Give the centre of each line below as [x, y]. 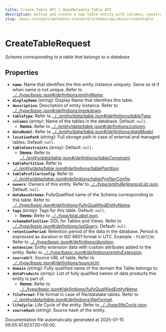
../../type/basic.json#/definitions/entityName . [58, 95]
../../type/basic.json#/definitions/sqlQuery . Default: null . [70, 226]
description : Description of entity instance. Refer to [65, 105]
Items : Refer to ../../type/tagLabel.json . [59, 216]
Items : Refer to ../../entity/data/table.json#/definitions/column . [83, 126]
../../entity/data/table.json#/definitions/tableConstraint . [76, 158]
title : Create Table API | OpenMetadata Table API [58, 10]
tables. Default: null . [33, 142]
